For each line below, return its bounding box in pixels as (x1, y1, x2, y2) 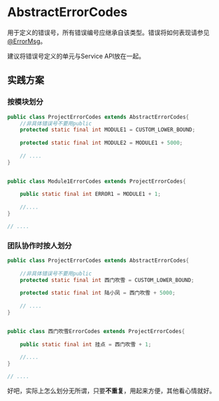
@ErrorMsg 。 (7, 36, 47, 45)
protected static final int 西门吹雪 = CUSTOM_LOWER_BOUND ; (20, 276, 195, 283)
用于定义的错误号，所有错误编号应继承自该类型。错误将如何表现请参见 (7, 28, 210, 36)
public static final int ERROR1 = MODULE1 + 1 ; (20, 190, 161, 198)
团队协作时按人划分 (7, 241, 72, 251)
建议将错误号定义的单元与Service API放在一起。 (7, 52, 146, 60)
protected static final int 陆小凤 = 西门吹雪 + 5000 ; (20, 290, 176, 297)
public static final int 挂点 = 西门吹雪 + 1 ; (20, 341, 152, 348)
